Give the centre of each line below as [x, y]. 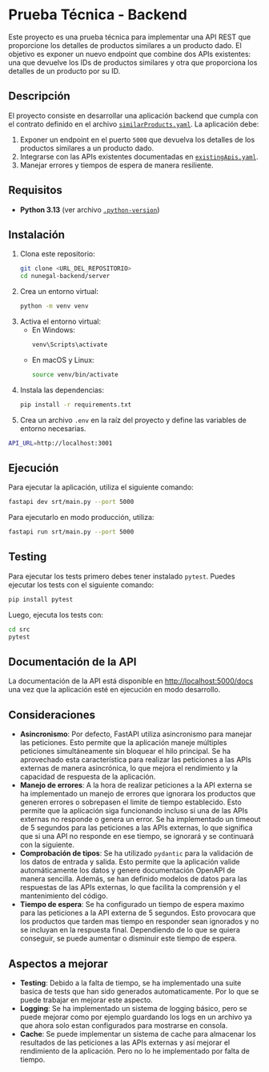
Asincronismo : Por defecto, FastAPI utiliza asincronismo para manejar [136, 734]
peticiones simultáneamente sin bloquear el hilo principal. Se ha [125, 752]
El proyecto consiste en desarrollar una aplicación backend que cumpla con [133, 115]
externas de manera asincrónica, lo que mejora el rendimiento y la [129, 768]
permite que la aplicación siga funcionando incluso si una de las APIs [134, 811]
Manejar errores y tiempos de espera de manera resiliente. [116, 165]
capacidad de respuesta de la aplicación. [88, 777]
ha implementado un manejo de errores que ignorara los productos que [138, 794]
